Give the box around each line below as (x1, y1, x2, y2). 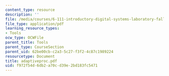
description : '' (5, 12, 39, 17)
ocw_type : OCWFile (5, 35, 44, 40)
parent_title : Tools (5, 40, 49, 45)
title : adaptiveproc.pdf (5, 58, 57, 63)
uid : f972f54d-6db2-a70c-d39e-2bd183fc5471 (5, 63, 98, 68)
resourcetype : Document (5, 53, 55, 59)
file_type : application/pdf (5, 21, 64, 26)
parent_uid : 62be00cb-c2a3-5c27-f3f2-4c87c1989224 (5, 49, 114, 54)
